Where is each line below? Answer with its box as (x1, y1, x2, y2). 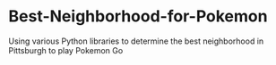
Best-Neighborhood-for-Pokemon (8, 6, 268, 27)
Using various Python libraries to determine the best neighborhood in (8, 36, 264, 46)
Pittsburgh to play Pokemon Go (8, 45, 124, 55)
